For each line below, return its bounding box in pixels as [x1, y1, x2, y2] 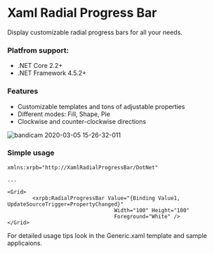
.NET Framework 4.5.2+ [17, 69, 86, 78]
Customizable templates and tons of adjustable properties [17, 102, 185, 111]
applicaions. [7, 239, 43, 247]
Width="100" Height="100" [114, 206, 190, 214]
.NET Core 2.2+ [17, 62, 63, 70]
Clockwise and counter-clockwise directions [17, 117, 147, 125]
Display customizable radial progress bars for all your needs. [7, 28, 183, 36]
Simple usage [7, 148, 55, 158]
